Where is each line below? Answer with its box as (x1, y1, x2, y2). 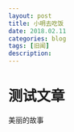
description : (8, 49, 52, 57)
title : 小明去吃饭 (8, 19, 64, 28)
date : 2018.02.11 (8, 27, 67, 35)
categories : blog (8, 34, 67, 43)
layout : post (8, 11, 52, 20)
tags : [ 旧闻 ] (8, 42, 50, 50)
